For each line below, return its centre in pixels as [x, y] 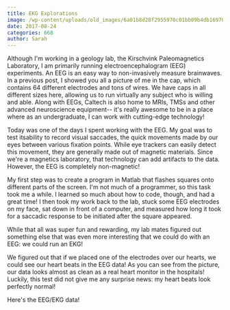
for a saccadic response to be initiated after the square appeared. [100, 216]
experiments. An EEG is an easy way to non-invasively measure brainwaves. [115, 73]
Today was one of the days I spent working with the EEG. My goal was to [110, 130]
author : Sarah [27, 39]
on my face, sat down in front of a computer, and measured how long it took [114, 209]
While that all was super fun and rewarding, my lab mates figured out [104, 230]
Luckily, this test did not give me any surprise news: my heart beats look [109, 279]
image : [16, 20]
